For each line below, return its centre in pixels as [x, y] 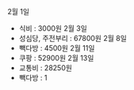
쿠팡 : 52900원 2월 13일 [56, 58]
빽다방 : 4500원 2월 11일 [57, 48]
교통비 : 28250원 [46, 68]
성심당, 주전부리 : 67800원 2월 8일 [73, 38]
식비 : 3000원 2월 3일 [53, 28]
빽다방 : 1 [33, 78]
